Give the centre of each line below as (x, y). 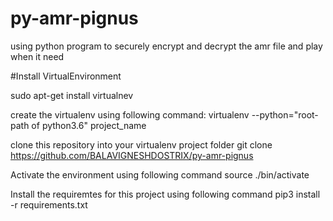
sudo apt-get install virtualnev (72, 95)
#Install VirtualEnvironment (66, 76)
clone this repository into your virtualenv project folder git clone (141, 144)
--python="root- (285, 114)
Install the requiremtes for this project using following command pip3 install (165, 194)
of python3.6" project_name (89, 125)
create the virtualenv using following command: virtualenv (130, 114)
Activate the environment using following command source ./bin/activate (160, 174)
